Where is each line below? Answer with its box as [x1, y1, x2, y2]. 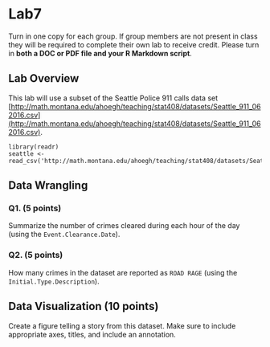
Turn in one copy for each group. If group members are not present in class [8, 31, 259, 41]
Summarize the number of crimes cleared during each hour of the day [8, 221, 240, 231]
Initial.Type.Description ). [8, 276, 100, 286]
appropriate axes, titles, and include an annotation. [8, 329, 177, 339]
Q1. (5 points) [8, 202, 62, 214]
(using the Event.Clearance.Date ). [8, 230, 121, 239]
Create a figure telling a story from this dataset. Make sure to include [8, 320, 236, 330]
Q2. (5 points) [8, 250, 63, 261]
